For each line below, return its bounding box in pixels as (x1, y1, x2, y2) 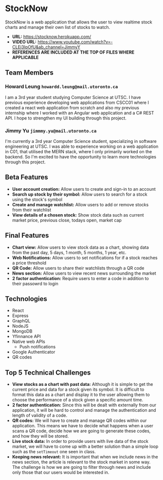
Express (12, 313, 29, 319)
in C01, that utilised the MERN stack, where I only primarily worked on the (5, 148, 152, 154)
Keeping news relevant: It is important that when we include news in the (12, 454, 158, 460)
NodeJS (12, 323, 29, 329)
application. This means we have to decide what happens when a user (12, 423, 153, 429)
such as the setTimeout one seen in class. (12, 449, 96, 455)
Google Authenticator (12, 349, 55, 355)
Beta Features (5, 173, 49, 181)
